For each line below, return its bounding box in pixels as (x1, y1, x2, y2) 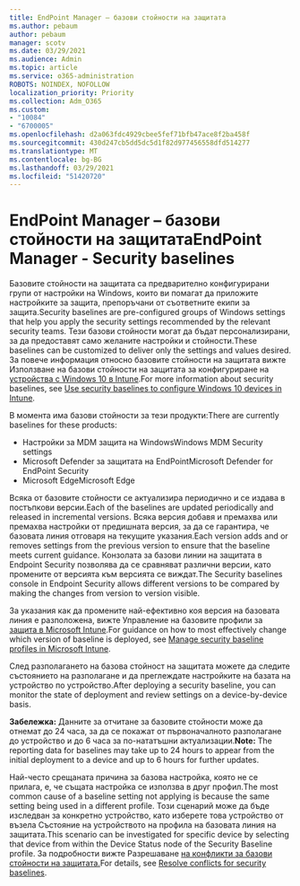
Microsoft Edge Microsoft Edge (21, 475, 136, 486)
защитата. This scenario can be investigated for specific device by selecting (9, 829, 289, 840)
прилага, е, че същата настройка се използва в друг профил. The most (9, 782, 279, 793)
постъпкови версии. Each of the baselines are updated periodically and (9, 502, 274, 513)
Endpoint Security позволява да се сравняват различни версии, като (9, 559, 271, 570)
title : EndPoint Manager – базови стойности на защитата (9, 13, 227, 22)
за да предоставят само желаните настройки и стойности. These (9, 336, 258, 347)
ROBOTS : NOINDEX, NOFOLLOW (9, 80, 110, 89)
